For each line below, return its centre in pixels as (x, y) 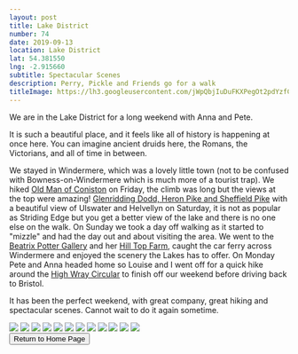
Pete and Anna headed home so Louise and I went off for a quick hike (137, 264)
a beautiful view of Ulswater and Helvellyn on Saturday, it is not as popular (145, 208)
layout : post (33, 17)
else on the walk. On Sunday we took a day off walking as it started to (137, 226)
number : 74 (29, 34)
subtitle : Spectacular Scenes (65, 75)
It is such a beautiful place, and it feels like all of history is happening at (140, 134)
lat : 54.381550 (37, 59)
